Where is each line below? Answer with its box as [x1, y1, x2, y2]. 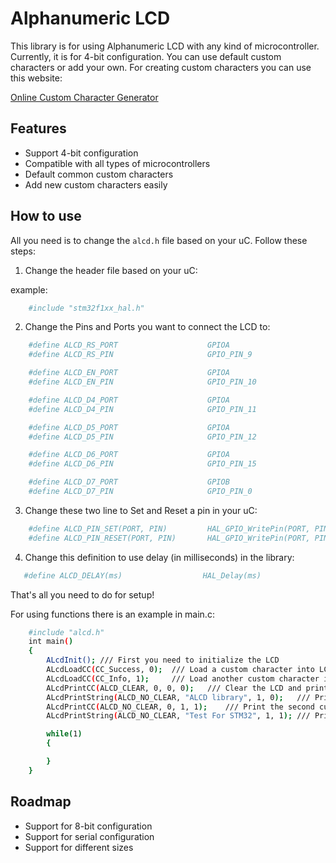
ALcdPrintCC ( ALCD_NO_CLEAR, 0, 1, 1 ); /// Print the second [46, 702, 315, 712]
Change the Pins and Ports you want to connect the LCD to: [24, 321, 271, 333]
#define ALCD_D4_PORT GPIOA [28, 395, 230, 405]
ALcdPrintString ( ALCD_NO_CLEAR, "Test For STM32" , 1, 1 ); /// [46, 711, 311, 721]
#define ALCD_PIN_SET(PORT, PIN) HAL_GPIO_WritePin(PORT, [28, 523, 311, 534]
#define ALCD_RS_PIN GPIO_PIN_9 [28, 350, 253, 360]
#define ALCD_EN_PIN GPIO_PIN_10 [28, 377, 257, 387]
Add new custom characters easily [24, 178, 168, 191]
